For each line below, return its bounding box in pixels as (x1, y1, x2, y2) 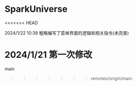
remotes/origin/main (91, 75, 132, 81)
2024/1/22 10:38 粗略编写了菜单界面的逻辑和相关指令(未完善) (4, 30, 129, 36)
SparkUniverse (4, 3, 68, 15)
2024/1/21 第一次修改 (4, 49, 92, 60)
